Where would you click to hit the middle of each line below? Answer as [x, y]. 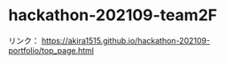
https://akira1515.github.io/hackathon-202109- [125, 40]
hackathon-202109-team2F [113, 15]
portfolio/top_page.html [51, 50]
